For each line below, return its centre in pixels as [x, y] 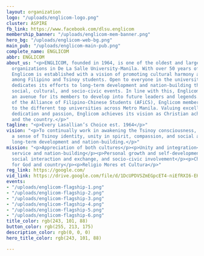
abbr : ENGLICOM [25, 57]
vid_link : [19, 176]
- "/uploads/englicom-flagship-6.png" [55, 216]
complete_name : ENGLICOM [38, 52]
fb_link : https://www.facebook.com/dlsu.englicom [70, 29]
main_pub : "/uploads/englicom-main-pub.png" [63, 46]
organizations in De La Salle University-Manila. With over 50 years [101, 68]
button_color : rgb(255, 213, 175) [50, 227]
